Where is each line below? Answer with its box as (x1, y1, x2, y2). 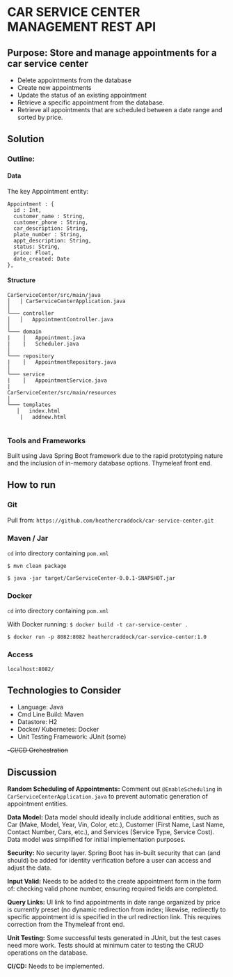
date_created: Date (13, 255, 70, 262)
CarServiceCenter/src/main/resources (7, 389, 117, 396)
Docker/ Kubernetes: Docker (17, 725, 99, 734)
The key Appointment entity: (7, 187, 89, 195)
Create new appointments (17, 84, 92, 91)
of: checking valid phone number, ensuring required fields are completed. (7, 884, 218, 893)
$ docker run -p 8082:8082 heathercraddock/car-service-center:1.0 (7, 633, 207, 641)
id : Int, (13, 206, 42, 213)
